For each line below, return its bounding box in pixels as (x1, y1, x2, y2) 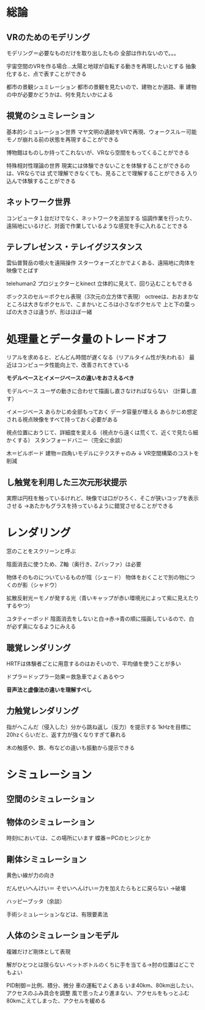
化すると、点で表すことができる (6, 70, 87, 77)
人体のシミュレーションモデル (6, 930, 119, 941)
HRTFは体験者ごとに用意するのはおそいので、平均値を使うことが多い (6, 660, 182, 667)
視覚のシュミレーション (6, 111, 95, 121)
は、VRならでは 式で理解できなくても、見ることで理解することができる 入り (6, 170, 198, 177)
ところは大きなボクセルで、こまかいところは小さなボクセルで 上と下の (6, 300, 185, 308)
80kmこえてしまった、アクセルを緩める (6, 996, 106, 1004)
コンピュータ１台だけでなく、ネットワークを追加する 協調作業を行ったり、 (6, 214, 196, 222)
